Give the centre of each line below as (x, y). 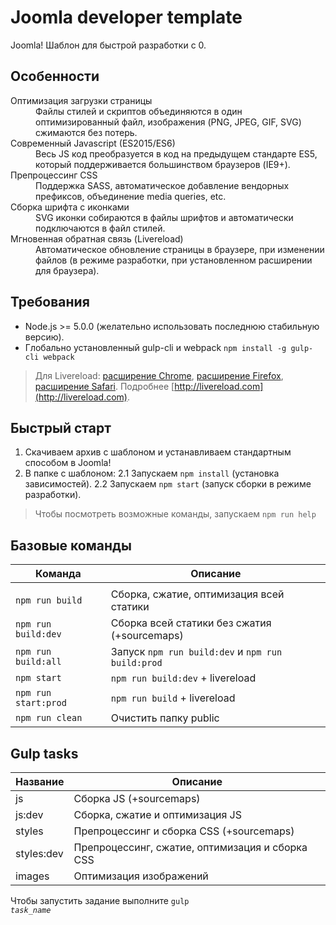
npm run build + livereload (173, 698)
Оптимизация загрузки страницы (81, 100)
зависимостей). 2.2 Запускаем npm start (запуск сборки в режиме (168, 484)
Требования (50, 302)
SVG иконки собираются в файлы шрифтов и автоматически (164, 217)
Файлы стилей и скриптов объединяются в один (139, 111)
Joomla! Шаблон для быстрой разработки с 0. (108, 45)
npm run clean (49, 718)
